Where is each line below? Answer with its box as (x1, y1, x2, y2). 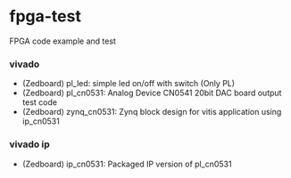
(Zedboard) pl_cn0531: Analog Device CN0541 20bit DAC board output (21, 87, 282, 99)
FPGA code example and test (9, 36, 116, 46)
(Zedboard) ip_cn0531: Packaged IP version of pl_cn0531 (21, 158, 232, 169)
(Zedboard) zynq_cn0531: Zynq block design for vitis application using (21, 107, 282, 117)
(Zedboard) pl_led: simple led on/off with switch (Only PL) (21, 78, 235, 89)
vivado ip (9, 138, 51, 150)
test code (21, 97, 58, 108)
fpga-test (9, 6, 82, 27)
